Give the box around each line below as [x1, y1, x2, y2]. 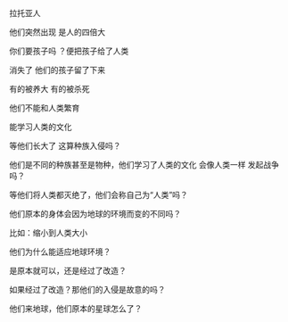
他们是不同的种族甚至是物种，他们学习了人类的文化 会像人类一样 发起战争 [9, 160, 279, 169]
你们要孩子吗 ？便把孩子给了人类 [9, 45, 129, 56]
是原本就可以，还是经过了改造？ [9, 266, 127, 276]
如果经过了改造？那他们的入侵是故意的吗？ [9, 285, 166, 294]
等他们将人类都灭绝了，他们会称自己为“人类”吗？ [9, 190, 189, 200]
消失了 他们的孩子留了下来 [9, 65, 105, 75]
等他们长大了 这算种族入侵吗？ [9, 141, 121, 151]
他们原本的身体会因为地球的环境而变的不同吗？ [9, 209, 181, 219]
